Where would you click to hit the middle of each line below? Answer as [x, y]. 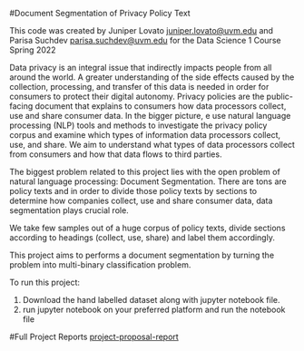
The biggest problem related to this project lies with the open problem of [145, 172]
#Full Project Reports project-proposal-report [94, 336]
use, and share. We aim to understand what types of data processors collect [152, 145]
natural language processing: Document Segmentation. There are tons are [148, 181]
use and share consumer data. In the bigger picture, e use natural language [150, 116]
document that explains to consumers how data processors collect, [161, 106]
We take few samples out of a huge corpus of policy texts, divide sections [147, 228]
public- [279, 96]
